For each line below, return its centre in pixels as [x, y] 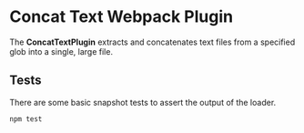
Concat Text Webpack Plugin [122, 17]
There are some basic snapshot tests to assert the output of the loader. [143, 102]
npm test [26, 119]
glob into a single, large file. [61, 51]
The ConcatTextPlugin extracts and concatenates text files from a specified [152, 42]
